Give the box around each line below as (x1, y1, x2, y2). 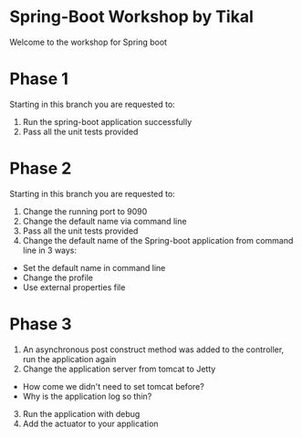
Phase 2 (9, 158, 72, 179)
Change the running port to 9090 (22, 205, 148, 216)
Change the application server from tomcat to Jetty (22, 363, 216, 374)
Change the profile (22, 272, 94, 283)
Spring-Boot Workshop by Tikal (9, 6, 254, 27)
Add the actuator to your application (22, 418, 159, 429)
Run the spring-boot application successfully (22, 116, 193, 127)
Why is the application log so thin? (22, 391, 152, 401)
